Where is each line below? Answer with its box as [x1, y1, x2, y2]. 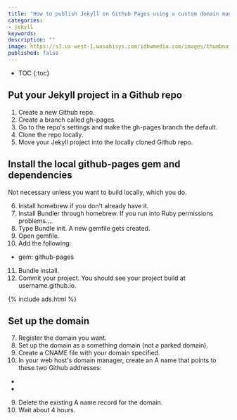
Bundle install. [18, 266, 59, 274]
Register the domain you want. [18, 333, 108, 342]
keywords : [8, 30, 37, 37]
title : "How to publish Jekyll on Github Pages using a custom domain [8, 10, 219, 18]
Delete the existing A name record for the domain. [18, 398, 163, 407]
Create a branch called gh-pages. [18, 115, 117, 124]
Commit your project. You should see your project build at [18, 274, 186, 282]
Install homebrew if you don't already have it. [18, 201, 149, 210]
